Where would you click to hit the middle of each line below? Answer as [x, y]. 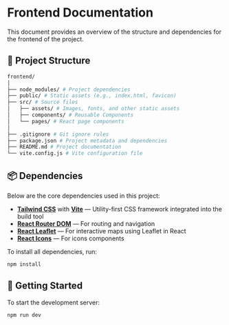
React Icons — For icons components [71, 238]
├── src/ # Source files [43, 102]
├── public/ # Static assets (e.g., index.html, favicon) [92, 96]
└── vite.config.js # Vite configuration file [75, 154]
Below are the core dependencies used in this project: [84, 196]
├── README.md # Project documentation [64, 147]
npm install [24, 264]
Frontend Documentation [80, 13]
